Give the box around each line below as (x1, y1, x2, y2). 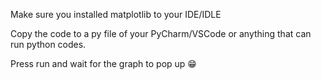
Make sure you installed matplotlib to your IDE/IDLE (10, 9, 222, 20)
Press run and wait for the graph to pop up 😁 (10, 58, 197, 69)
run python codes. (10, 39, 87, 50)
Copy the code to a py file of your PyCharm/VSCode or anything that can (10, 28, 312, 39)
